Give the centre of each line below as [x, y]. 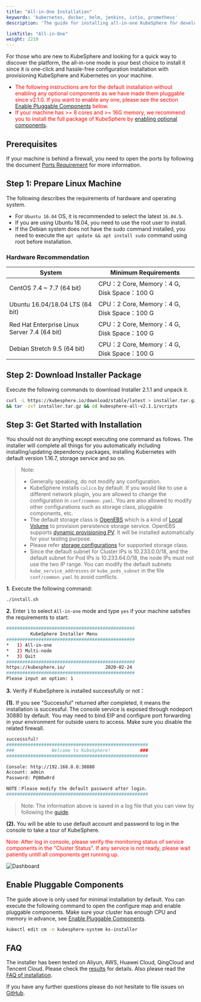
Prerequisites [32, 144]
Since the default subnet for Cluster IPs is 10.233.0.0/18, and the [109, 551]
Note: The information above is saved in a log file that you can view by [107, 805]
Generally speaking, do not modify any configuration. [95, 482]
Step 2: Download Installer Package [74, 375]
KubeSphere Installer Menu [64, 634]
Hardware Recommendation [48, 257]
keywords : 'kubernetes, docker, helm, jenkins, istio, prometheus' [92, 17]
